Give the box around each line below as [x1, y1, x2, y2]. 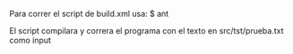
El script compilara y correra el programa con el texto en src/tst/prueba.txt [9, 26, 284, 35]
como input [9, 35, 52, 45]
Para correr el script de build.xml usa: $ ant [9, 9, 169, 19]
